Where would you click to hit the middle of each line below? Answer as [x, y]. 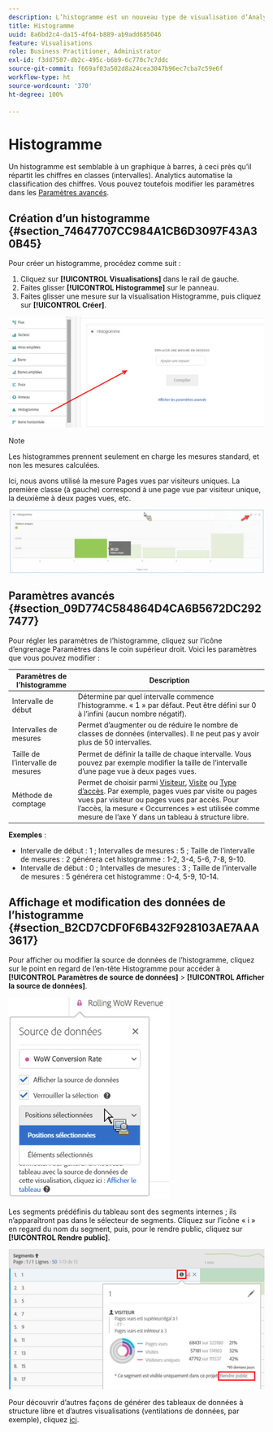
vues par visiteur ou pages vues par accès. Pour [158, 799]
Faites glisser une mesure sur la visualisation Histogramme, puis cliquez [141, 296]
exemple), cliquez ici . [44, 1420]
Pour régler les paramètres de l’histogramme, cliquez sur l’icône [115, 641]
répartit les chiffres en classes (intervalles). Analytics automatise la [121, 176]
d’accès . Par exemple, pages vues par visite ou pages [167, 791]
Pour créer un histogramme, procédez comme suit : [95, 264]
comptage [29, 804]
